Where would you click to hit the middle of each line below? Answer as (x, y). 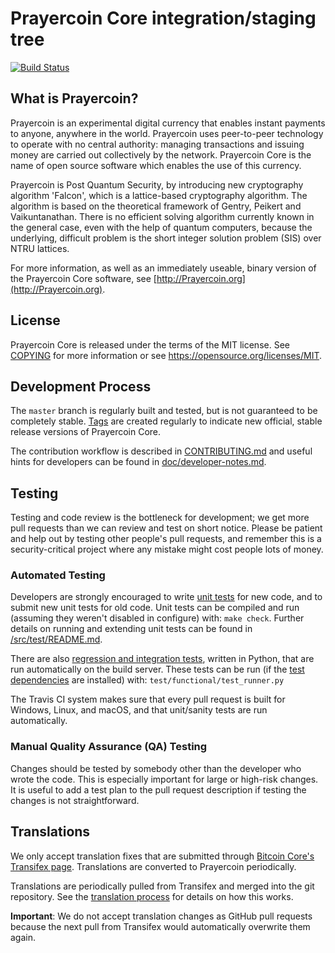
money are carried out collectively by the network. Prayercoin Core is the (161, 154)
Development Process (81, 386)
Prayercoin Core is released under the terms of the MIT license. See (150, 344)
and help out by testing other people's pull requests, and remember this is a (166, 539)
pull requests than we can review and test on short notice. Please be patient (166, 528)
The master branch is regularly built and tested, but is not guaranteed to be (164, 411)
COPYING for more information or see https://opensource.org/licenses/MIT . (166, 355)
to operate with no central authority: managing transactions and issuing (157, 144)
